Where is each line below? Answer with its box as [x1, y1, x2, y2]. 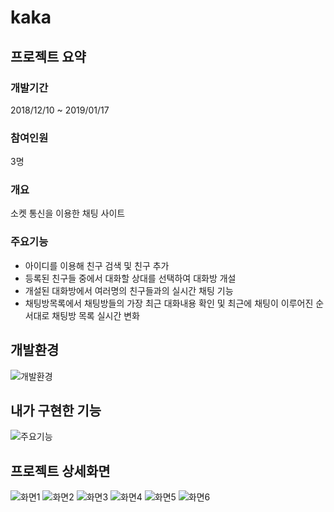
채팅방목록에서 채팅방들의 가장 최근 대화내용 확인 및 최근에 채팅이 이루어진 [24, 297, 314, 309]
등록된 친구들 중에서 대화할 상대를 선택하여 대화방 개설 [24, 272, 237, 284]
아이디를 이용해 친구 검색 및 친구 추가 [24, 259, 170, 271]
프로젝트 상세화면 [10, 462, 111, 480]
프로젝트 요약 [10, 48, 87, 65]
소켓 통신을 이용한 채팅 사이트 [10, 207, 126, 220]
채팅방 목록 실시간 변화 [51, 309, 140, 321]
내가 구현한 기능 [10, 402, 102, 419]
